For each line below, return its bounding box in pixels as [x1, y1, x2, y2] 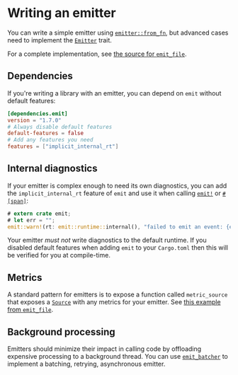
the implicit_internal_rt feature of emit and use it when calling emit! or [7, 189, 221, 197]
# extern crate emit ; [7, 210, 72, 217]
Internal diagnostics [7, 163, 98, 175]
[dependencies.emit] [7, 110, 69, 117]
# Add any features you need [7, 137, 93, 144]
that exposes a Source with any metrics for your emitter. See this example [7, 298, 221, 306]
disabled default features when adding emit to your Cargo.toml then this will [7, 243, 229, 252]
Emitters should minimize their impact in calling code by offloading [7, 345, 202, 353]
